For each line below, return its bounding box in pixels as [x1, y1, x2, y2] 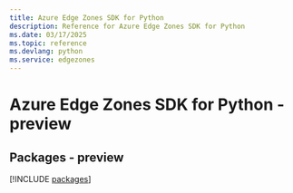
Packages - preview [9, 150, 124, 165]
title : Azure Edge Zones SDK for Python [9, 13, 165, 23]
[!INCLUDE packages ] [9, 174, 92, 184]
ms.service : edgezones [9, 55, 95, 64]
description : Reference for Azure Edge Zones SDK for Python [9, 22, 246, 31]
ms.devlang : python [9, 47, 83, 56]
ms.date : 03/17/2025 [9, 30, 88, 39]
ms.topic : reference [9, 38, 88, 48]
